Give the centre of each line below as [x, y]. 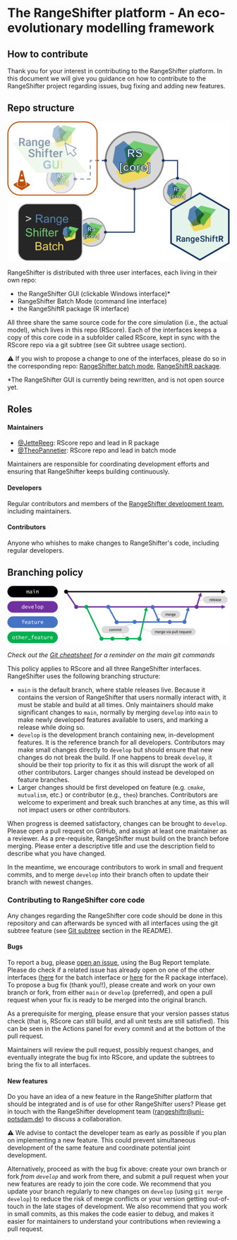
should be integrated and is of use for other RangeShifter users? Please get [117, 1104]
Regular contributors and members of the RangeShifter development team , [116, 503]
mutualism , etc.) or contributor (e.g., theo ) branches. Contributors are [118, 795]
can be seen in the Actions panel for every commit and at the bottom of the [116, 1029]
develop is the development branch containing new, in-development [116, 735]
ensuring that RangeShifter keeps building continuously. [89, 471]
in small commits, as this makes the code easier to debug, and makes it [111, 1214]
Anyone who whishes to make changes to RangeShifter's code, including [113, 543]
